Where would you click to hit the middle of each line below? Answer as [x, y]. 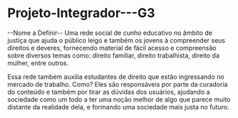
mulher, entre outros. [38, 63]
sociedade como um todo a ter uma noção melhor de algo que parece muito [119, 99]
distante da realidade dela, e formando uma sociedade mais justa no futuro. [118, 107]
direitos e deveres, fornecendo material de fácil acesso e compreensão [112, 48]
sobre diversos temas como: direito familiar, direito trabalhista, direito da [113, 55]
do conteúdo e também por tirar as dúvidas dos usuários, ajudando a [109, 92]
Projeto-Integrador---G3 [81, 13]
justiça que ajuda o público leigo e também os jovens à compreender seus [117, 40]
